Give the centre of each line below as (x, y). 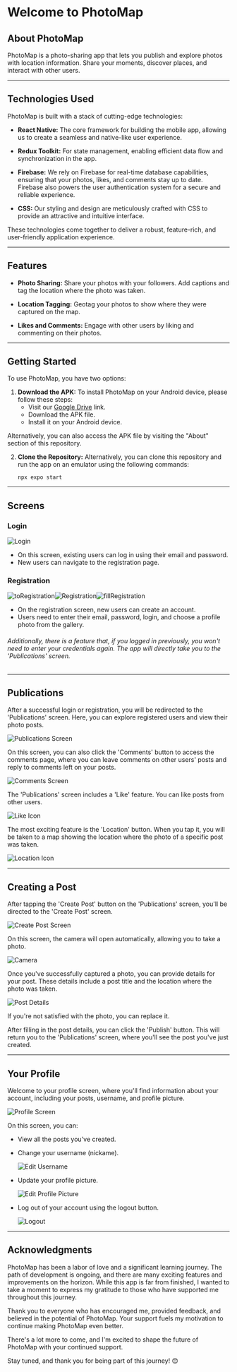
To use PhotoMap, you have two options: (67, 378)
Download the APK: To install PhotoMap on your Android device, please (122, 392)
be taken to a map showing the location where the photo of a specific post (115, 837)
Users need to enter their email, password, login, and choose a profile (119, 617)
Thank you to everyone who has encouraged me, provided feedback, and (114, 1311)
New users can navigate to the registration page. (89, 563)
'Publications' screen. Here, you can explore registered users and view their (117, 717)
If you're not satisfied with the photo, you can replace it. (89, 1016)
